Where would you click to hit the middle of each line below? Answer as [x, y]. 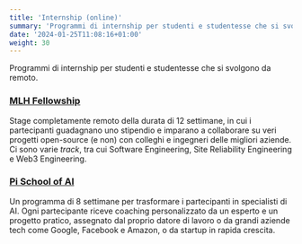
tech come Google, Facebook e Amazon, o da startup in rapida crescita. [142, 230]
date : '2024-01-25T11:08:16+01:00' [76, 34]
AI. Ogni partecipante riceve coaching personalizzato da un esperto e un [144, 211]
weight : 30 [30, 43]
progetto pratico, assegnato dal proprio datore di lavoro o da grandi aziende [150, 220]
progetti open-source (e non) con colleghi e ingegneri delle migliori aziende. [151, 139]
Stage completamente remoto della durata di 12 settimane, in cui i [130, 120]
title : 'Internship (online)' [66, 17]
